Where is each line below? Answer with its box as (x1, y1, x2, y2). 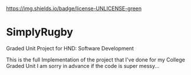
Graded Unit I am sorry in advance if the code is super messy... (6, 62, 160, 69)
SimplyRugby (6, 26, 74, 39)
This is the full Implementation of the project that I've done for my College (6, 56, 186, 63)
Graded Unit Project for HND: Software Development (6, 45, 134, 52)
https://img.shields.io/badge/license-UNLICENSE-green (6, 5, 142, 12)
